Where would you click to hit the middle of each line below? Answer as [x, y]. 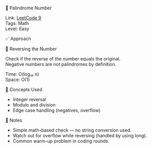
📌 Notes [14, 120]
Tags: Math [17, 23]
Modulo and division [34, 105]
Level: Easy [17, 29]
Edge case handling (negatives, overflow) [57, 110]
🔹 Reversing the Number [31, 49]
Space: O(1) [18, 80]
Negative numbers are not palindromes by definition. [61, 64]
